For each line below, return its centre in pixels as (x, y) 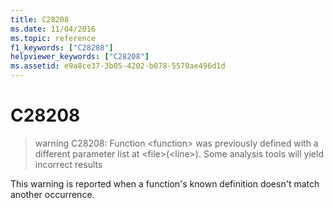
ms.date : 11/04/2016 (53, 29)
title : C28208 (40, 19)
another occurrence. (52, 194)
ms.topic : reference (53, 38)
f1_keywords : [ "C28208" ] (62, 47)
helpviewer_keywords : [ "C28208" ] (80, 57)
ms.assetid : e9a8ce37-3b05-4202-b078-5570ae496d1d (118, 66)
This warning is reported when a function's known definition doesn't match (165, 183)
